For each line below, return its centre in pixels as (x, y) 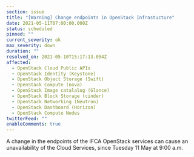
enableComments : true (34, 124)
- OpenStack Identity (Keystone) (54, 74)
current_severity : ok (34, 40)
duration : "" (23, 51)
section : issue (25, 12)
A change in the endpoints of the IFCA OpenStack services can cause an (97, 141)
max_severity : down (31, 46)
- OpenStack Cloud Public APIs (51, 68)
